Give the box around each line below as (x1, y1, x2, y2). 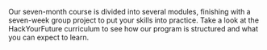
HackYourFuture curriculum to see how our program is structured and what (8, 24, 258, 33)
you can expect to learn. (8, 32, 90, 42)
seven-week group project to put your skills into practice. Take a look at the (8, 15, 260, 25)
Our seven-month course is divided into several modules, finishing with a (8, 7, 252, 16)
